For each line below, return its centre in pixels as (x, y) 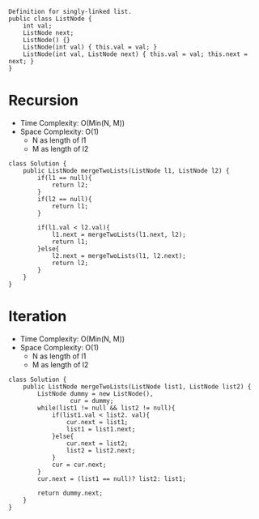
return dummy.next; (70, 493)
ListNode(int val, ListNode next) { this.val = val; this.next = (136, 54)
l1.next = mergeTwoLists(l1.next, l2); (119, 234)
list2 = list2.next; (101, 450)
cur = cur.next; (79, 465)
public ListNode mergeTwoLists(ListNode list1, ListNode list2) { (137, 386)
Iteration (38, 317)
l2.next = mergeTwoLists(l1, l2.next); (119, 255)
